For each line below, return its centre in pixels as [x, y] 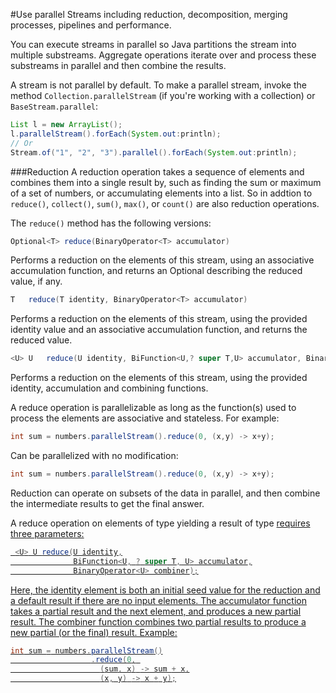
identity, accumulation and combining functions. [109, 388]
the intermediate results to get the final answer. [107, 503]
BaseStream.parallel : [54, 106]
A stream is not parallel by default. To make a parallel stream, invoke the [158, 85]
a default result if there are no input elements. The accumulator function [159, 600]
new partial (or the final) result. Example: [94, 632]
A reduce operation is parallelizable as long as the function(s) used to [153, 408]
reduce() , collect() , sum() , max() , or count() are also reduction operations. [165, 203]
